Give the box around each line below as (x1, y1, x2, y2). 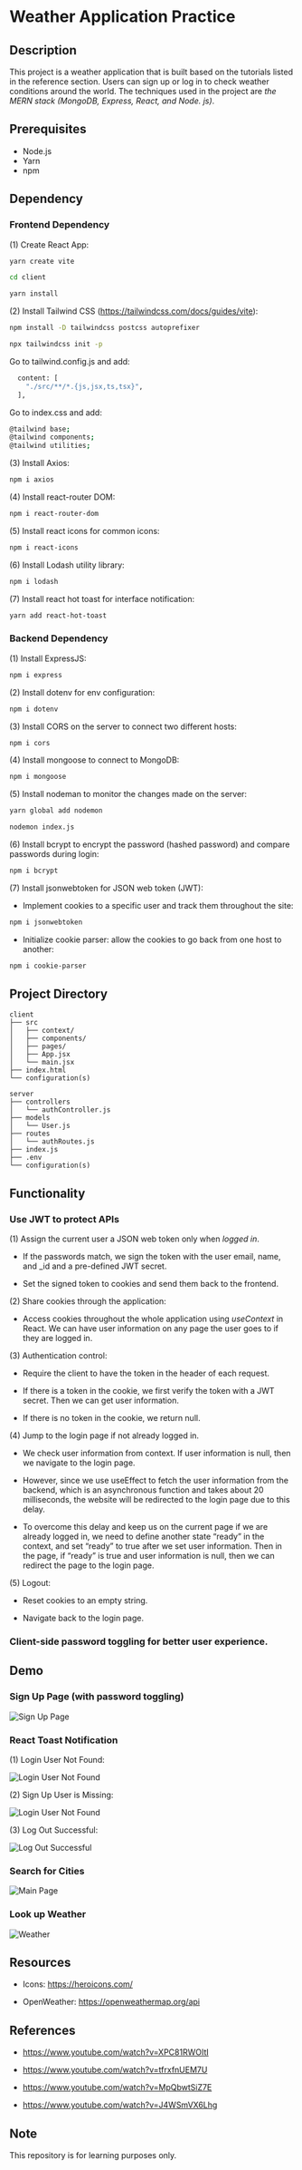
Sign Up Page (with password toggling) (9, 1690, 184, 1703)
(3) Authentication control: (9, 1350, 108, 1361)
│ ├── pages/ (9, 1042, 67, 1051)
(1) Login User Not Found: (9, 1755, 106, 1766)
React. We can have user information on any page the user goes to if (22, 1323, 278, 1334)
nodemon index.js (9, 822, 75, 832)
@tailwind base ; (9, 424, 71, 433)
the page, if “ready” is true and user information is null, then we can (22, 1551, 275, 1562)
